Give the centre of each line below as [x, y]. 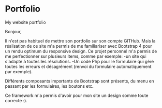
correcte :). [16, 100]
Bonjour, [13, 31]
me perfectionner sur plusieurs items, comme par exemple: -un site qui [76, 56]
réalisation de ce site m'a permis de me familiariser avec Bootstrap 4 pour [79, 46]
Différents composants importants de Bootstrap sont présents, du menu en [80, 81]
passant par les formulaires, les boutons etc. [49, 86]
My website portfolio [25, 22]
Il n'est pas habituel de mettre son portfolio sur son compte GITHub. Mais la [80, 41]
